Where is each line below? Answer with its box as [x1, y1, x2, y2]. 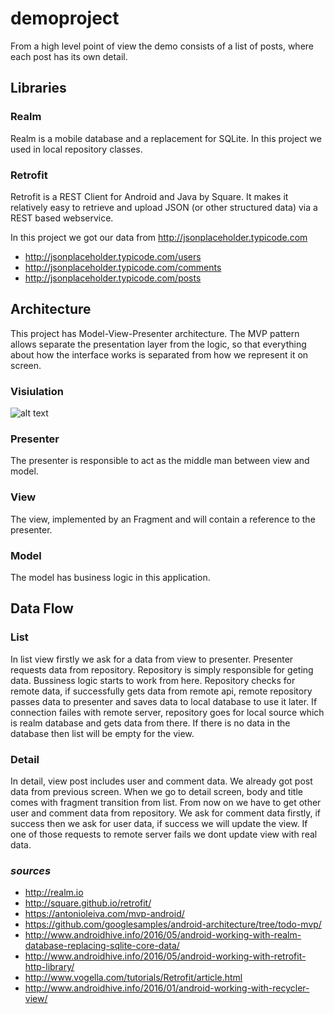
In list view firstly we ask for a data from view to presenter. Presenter [10, 653, 294, 665]
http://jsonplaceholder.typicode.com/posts [24, 272, 202, 284]
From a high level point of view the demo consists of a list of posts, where [10, 40, 315, 52]
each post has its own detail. [10, 50, 128, 62]
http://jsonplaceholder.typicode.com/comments [24, 261, 222, 273]
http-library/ [24, 961, 75, 973]
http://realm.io [24, 887, 84, 899]
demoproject [10, 7, 120, 30]
